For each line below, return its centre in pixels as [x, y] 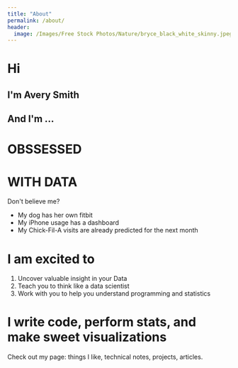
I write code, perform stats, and [102, 322]
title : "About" [30, 14]
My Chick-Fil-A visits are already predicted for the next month [108, 230]
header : [19, 27]
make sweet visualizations [87, 337]
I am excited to [51, 259]
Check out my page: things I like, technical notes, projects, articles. [105, 357]
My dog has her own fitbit [55, 215]
